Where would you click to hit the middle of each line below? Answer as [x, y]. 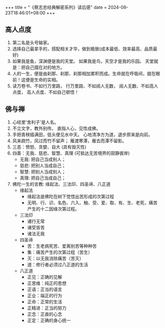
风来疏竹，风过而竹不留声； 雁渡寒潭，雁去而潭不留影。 [69, 141]
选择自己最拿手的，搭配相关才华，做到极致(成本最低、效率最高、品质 [82, 49]
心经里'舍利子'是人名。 [35, 122]
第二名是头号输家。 [32, 42]
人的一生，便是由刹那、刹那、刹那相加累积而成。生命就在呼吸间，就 [82, 73]
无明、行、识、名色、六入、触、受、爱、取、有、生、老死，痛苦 [92, 203]
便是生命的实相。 [43, 80]
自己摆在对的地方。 [45, 67]
